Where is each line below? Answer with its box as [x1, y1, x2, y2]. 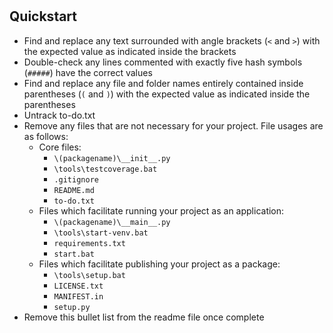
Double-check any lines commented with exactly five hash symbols [23, 56, 303, 68]
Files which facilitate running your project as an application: [38, 204, 285, 217]
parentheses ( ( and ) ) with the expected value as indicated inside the [23, 88, 311, 100]
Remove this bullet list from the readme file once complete [23, 311, 265, 323]
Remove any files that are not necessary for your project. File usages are [23, 119, 324, 132]
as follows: [23, 130, 69, 142]
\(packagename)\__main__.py [53, 217, 171, 227]
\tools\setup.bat [53, 270, 126, 280]
